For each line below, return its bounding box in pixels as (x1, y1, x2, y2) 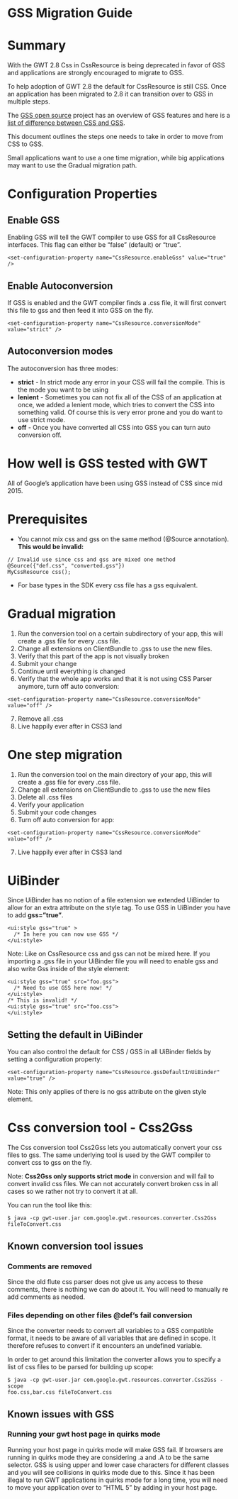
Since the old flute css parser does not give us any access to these (7, 1277, 203, 1285)
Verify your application (17, 800, 84, 809)
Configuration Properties (7, 186, 158, 202)
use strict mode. (17, 415, 66, 424)
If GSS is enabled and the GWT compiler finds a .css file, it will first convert (7, 298, 227, 306)
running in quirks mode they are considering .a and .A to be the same (7, 1453, 210, 1461)
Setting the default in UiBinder (7, 1029, 144, 1041)
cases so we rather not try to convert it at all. (7, 1187, 138, 1196)
